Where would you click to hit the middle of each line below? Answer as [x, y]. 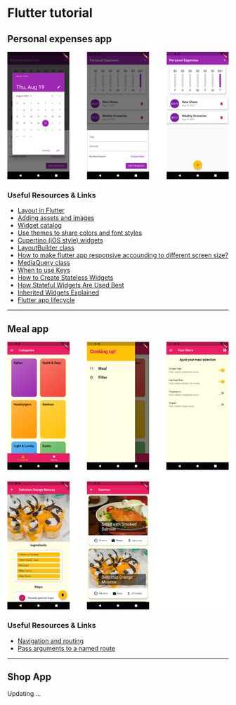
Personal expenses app [60, 39]
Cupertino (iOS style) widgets [60, 240]
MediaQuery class [44, 263]
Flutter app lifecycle [46, 300]
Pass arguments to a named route [66, 648]
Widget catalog [39, 226]
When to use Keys [44, 270]
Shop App [29, 677]
